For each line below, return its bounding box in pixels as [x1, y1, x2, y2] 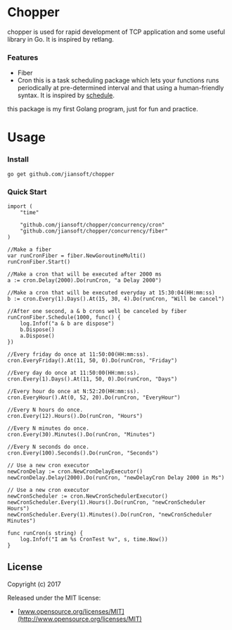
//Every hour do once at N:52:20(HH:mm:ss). [7, 388, 140, 395]
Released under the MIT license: [7, 593, 101, 602]
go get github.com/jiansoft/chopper [7, 171, 115, 178]
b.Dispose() [20, 326, 55, 333]
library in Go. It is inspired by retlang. [7, 35, 115, 43]
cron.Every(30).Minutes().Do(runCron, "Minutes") [7, 431, 156, 438]
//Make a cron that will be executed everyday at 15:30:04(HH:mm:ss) [7, 290, 216, 297]
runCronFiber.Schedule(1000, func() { [7, 314, 121, 321]
